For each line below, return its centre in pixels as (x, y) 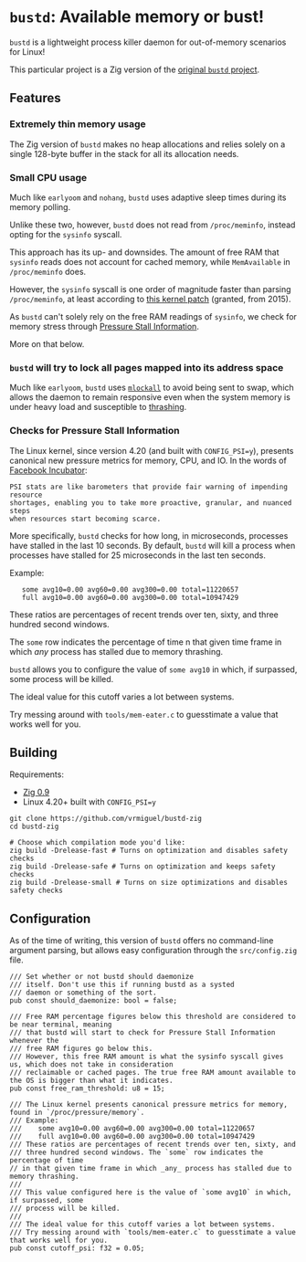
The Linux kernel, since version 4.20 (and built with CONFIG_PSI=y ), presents (152, 450)
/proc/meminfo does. (48, 271)
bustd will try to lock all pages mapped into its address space (147, 367)
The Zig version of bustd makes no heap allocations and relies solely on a (148, 144)
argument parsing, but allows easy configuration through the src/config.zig (153, 951)
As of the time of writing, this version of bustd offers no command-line (142, 941)
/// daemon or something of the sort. (83, 993)
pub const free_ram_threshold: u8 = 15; (88, 1088)
